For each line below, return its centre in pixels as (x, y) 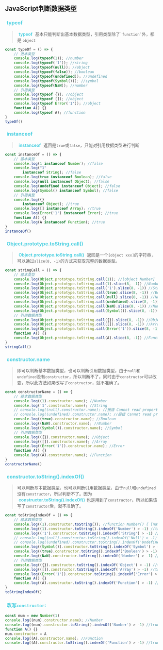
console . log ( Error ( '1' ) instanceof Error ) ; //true (66, 213)
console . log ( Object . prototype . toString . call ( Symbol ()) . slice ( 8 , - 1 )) (86, 311)
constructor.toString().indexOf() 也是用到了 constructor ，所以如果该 (88, 500)
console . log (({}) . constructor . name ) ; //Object (62, 437)
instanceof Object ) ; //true (51, 204)
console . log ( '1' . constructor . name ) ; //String (61, 405)
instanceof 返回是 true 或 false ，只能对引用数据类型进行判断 (79, 145)
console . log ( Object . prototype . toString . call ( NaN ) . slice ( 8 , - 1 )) (80, 306)
